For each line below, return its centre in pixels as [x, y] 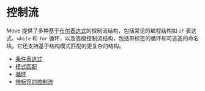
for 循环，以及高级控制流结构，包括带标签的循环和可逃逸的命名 [119, 38]
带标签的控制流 [34, 82]
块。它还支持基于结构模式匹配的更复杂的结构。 [65, 46]
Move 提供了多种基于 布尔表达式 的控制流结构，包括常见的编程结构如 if [95, 31]
